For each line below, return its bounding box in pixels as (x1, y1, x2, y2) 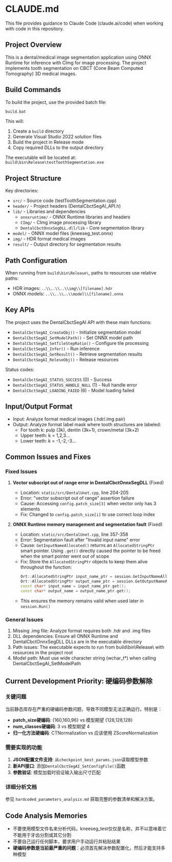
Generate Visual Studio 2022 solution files (12, 134, 102, 140)
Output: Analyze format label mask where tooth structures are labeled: (12, 421, 161, 427)
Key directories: (5, 188, 38, 194)
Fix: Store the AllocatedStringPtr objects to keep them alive (20, 559, 148, 565)
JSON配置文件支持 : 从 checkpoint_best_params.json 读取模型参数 (12, 757, 148, 763)
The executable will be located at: (5, 155, 77, 161)
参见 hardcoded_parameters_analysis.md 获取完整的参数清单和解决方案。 (5, 796, 158, 802)
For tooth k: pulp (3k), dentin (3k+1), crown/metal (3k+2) (20, 427, 139, 433)
